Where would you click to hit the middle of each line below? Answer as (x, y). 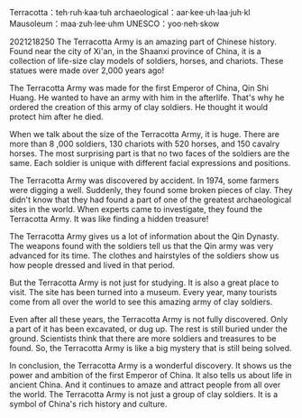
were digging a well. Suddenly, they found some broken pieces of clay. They (151, 190)
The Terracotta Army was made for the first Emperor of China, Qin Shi (139, 88)
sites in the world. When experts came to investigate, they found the (136, 209)
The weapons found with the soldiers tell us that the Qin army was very (142, 246)
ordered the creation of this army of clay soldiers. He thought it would (139, 107)
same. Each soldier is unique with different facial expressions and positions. (150, 163)
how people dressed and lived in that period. (92, 265)
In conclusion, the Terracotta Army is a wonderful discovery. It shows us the (151, 366)
